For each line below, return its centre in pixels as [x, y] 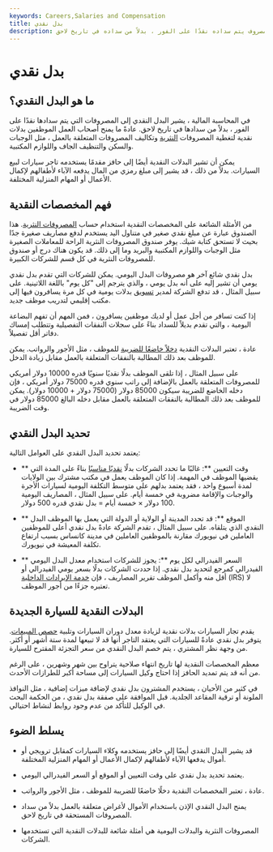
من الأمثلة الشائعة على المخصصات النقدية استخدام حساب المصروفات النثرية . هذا [131, 225]
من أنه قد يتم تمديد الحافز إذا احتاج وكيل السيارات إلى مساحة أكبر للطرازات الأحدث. [135, 672]
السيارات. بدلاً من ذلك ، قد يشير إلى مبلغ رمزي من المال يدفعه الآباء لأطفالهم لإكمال [134, 170]
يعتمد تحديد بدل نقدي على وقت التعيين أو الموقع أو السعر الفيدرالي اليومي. [132, 774]
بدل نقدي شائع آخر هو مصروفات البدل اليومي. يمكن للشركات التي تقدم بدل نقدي [131, 274]
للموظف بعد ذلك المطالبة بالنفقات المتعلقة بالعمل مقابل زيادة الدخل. [112, 357]
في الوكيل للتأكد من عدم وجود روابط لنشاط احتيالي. [87, 705]
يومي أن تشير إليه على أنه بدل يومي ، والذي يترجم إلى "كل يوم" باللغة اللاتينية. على [133, 283]
